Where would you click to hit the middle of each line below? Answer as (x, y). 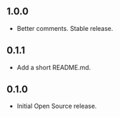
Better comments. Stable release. (65, 28)
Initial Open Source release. (57, 106)
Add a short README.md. (54, 67)
